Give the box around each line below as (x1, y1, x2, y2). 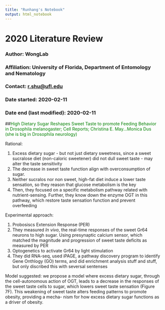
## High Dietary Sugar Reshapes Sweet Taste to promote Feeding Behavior (5, 121, 157, 126)
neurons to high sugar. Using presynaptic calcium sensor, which (12, 232, 143, 238)
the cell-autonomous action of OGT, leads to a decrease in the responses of (5, 278, 159, 284)
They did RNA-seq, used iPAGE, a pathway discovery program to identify (12, 253, 160, 259)
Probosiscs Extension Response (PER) (12, 221, 90, 227)
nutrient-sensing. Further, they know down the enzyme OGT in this (12, 192, 148, 198)
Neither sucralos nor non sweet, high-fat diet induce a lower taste (12, 176, 146, 182)
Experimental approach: (5, 212, 54, 218)
